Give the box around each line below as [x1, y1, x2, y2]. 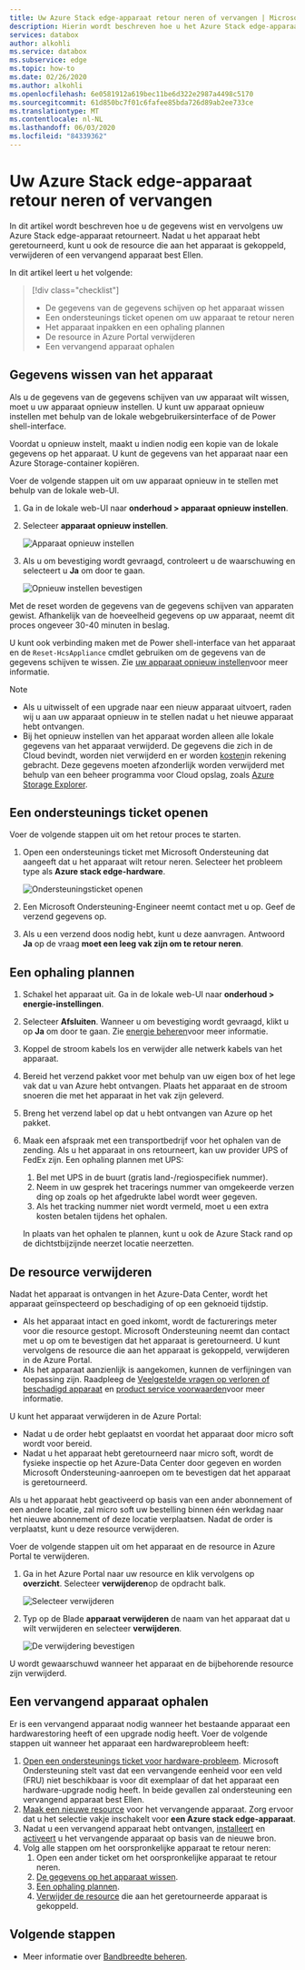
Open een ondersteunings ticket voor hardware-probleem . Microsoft [22, 1755, 280, 1766]
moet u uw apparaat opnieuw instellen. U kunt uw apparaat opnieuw [9, 401, 265, 412]
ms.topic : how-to [9, 65, 75, 74]
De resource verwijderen [9, 1264, 152, 1279]
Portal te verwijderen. [9, 1551, 90, 1561]
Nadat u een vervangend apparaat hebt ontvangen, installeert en [22, 1823, 266, 1834]
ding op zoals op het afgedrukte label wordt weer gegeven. [35, 1191, 258, 1202]
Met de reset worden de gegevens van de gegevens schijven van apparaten [9, 600, 294, 611]
